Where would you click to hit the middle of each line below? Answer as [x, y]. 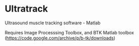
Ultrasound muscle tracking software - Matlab [53, 23]
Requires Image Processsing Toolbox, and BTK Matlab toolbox [69, 32]
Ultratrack [27, 9]
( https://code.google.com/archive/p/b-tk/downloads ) [60, 38]
